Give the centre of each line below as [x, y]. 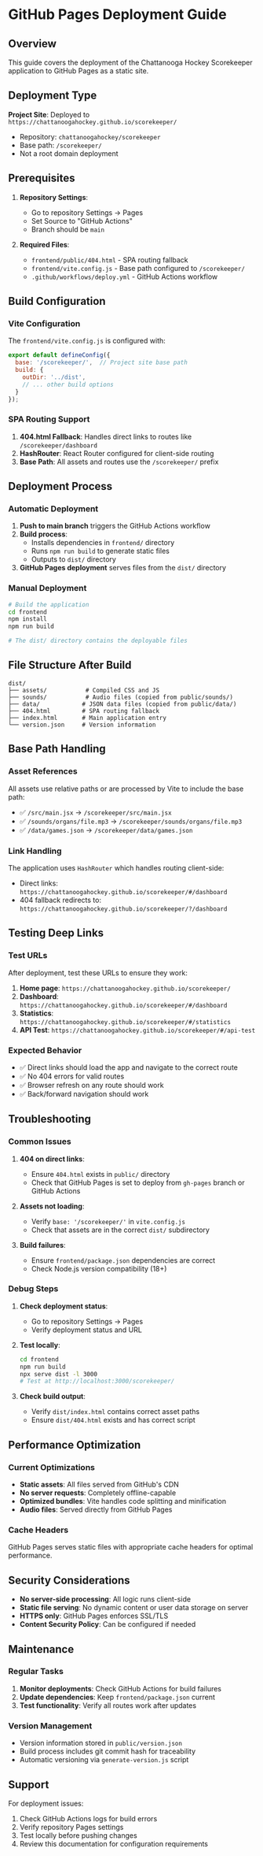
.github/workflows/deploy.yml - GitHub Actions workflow [124, 277]
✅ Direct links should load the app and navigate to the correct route [128, 1067]
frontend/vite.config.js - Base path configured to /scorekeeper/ [138, 268]
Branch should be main [68, 229]
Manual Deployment [47, 588]
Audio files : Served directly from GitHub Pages [96, 1509]
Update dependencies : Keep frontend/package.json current [117, 1697]
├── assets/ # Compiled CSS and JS [84, 690]
